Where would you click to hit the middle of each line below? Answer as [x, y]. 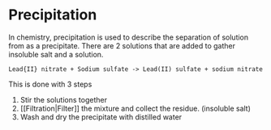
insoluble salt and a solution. [56, 54]
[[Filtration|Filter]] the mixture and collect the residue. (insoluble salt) [135, 108]
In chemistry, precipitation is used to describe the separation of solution [129, 37]
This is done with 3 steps [50, 84]
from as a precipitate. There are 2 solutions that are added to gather [122, 45]
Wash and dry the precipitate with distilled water [101, 117]
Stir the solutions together [64, 99]
